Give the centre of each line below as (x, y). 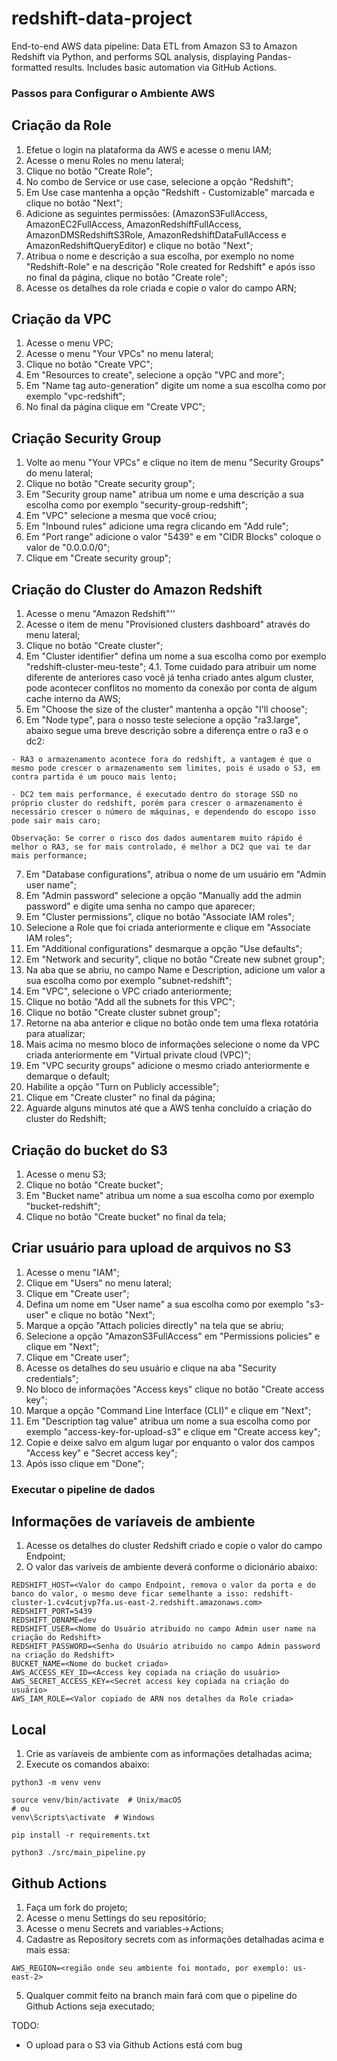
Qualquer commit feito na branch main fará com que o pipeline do (161, 1996)
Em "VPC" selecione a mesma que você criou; (121, 516)
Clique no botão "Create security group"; (110, 484)
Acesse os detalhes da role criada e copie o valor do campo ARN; (161, 288)
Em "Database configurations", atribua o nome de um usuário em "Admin (176, 874)
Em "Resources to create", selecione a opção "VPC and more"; (155, 375)
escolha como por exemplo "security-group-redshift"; (137, 505)
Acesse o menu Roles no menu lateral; (104, 160)
